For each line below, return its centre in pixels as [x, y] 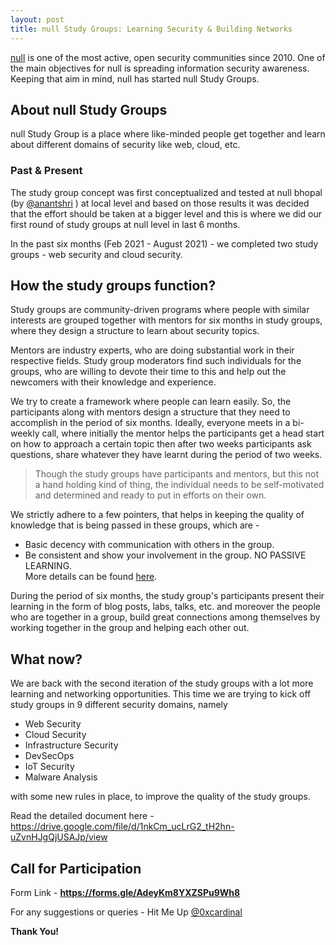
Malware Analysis [61, 777]
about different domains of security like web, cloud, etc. [125, 145]
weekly [25, 433]
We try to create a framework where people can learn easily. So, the [151, 402]
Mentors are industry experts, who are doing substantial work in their [152, 350]
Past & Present [46, 171]
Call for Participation [76, 868]
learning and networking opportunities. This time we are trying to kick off [161, 694]
